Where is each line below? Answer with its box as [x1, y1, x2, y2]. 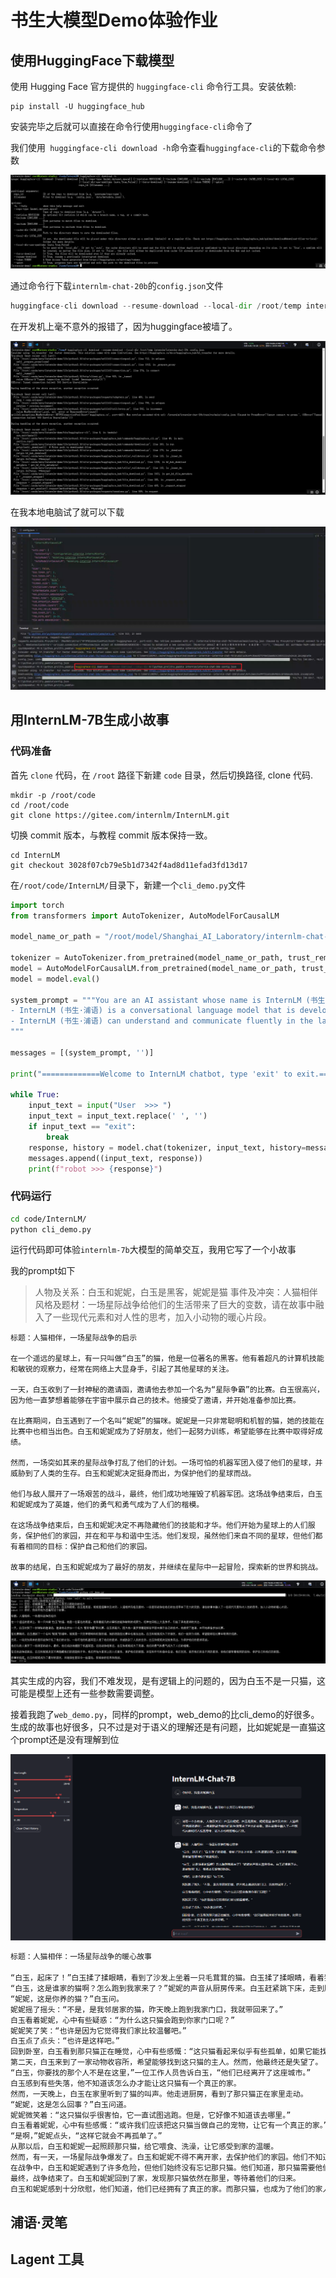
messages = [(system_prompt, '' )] [10, 1047, 155, 1058]
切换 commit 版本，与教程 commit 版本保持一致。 [10, 829, 213, 841]
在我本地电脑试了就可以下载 [10, 506, 125, 518]
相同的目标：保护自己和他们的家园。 [24, 1542, 152, 1552]
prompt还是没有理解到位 [18, 1734, 120, 1746]
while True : [10, 1090, 60, 1100]
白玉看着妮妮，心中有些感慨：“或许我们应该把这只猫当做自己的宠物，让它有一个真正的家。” [10, 2121, 328, 2131]
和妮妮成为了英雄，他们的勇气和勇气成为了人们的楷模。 [10, 1500, 205, 1510]
